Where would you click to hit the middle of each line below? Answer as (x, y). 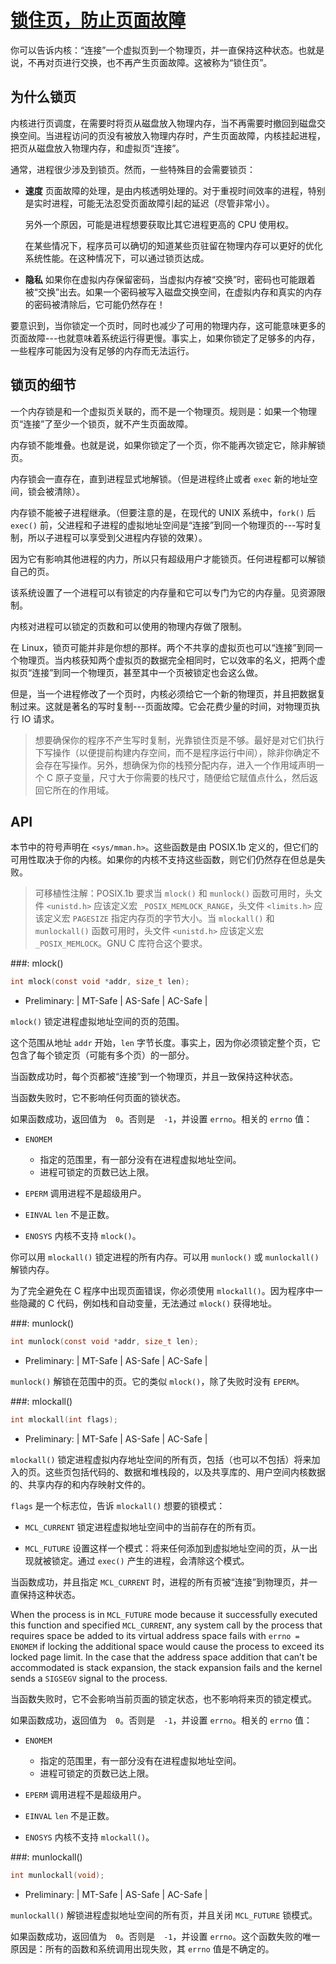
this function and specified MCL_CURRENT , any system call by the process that (166, 1625)
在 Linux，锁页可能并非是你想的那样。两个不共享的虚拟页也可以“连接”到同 (162, 647)
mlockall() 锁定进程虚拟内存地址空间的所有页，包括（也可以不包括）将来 (161, 1459)
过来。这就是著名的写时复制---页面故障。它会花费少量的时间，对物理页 (165, 706)
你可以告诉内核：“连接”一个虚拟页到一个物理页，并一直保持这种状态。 (154, 50)
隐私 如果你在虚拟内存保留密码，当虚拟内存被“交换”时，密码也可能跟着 (170, 279)
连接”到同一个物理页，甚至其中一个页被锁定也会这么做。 (147, 672)
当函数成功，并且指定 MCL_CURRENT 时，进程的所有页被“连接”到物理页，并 (159, 1582)
